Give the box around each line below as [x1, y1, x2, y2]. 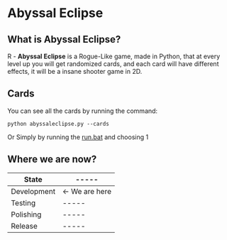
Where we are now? [7, 153, 97, 165]
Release [11, 221, 38, 231]
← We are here [62, 186, 112, 196]
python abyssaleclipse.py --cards [7, 120, 110, 127]
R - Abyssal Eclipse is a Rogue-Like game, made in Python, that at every [7, 52, 221, 60]
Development [11, 186, 55, 196]
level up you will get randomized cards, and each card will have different [7, 60, 219, 68]
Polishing [11, 209, 42, 219]
